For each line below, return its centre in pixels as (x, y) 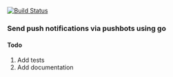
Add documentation (45, 67)
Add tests (31, 60)
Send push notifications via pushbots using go (87, 28)
